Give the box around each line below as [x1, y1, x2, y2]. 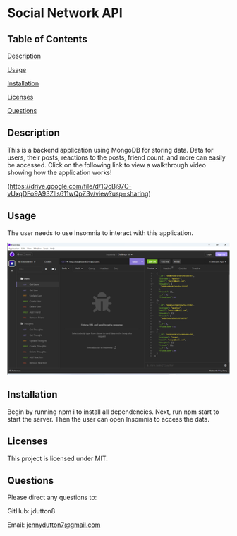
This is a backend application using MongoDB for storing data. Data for [7, 145, 214, 154]
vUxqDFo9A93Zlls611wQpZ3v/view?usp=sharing [7, 189, 149, 198]
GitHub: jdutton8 [7, 507, 56, 516]
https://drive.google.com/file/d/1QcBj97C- [9, 181, 132, 190]
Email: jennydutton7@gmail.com [7, 520, 101, 529]
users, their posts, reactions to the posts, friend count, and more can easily [7, 153, 226, 162]
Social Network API [7, 5, 123, 21]
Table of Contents [7, 33, 88, 45]
